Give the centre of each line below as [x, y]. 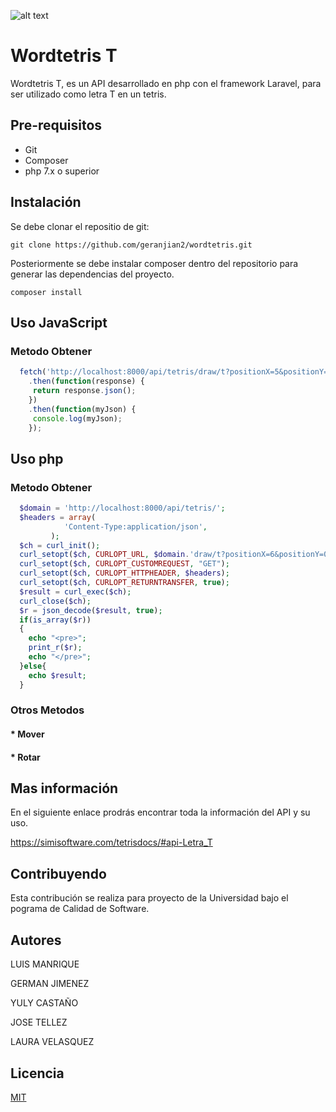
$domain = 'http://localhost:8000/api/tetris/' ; [122, 508]
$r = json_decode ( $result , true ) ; [91, 610]
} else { [33, 666]
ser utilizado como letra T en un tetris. [88, 94]
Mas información [64, 788]
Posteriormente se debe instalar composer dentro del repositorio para [154, 263]
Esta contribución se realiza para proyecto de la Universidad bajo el [149, 898]
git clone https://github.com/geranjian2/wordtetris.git [131, 245]
